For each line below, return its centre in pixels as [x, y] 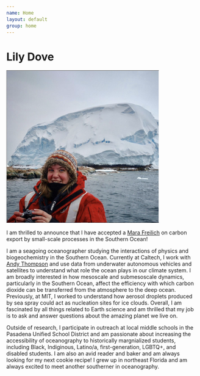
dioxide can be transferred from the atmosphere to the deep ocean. [91, 290]
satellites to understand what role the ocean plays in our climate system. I [98, 270]
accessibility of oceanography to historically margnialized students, [91, 341]
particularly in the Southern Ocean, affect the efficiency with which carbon [100, 283]
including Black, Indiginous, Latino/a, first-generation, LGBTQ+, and [91, 347]
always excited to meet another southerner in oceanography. [83, 367]
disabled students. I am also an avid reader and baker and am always [93, 353]
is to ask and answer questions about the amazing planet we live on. [92, 316]
